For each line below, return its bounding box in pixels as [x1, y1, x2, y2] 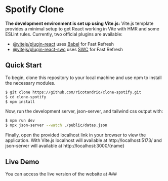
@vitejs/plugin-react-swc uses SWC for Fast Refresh [12, 46, 123, 52]
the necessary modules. [5, 80, 56, 86]
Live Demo [5, 157, 39, 166]
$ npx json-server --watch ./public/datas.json [5, 123, 108, 128]
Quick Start [5, 61, 42, 69]
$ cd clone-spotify [5, 94, 47, 99]
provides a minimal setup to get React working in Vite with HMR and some [5, 25, 159, 31]
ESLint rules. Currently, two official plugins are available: [5, 31, 123, 37]
